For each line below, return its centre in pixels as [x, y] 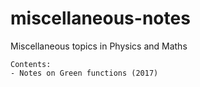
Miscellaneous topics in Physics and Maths [99, 46]
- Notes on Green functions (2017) [84, 73]
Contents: [31, 64]
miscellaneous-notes [100, 18]
